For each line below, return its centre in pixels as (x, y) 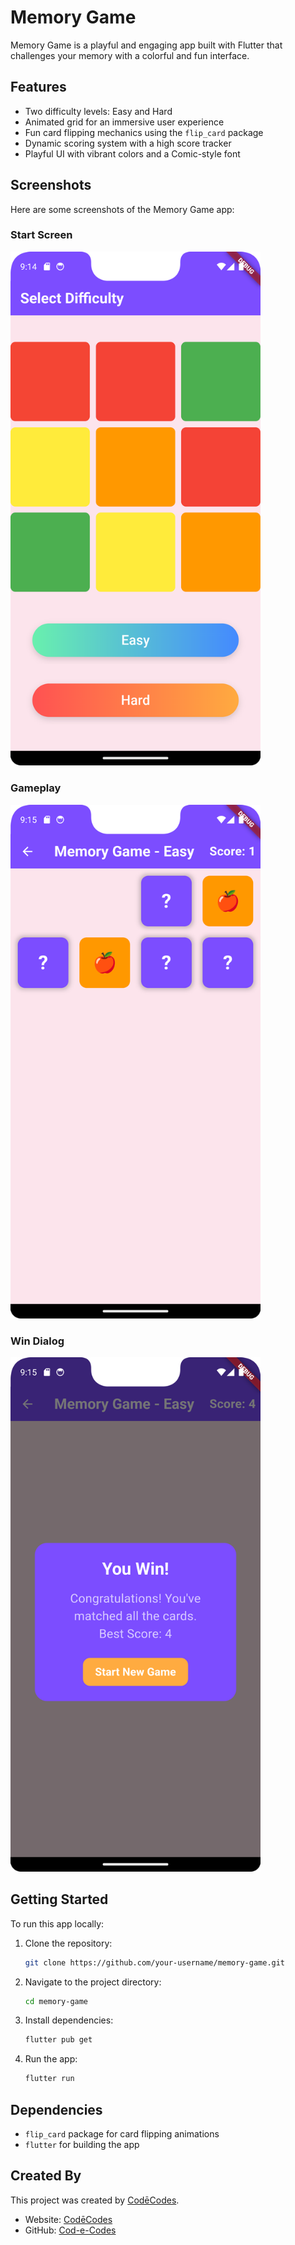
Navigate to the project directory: (93, 1982)
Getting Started (59, 1899)
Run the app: (51, 2059)
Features (38, 87)
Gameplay (36, 788)
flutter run (49, 2079)
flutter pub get (58, 2040)
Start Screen (41, 235)
